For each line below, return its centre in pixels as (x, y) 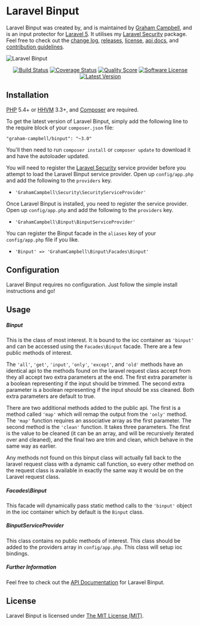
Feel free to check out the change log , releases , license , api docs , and (93, 40)
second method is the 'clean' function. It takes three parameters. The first (98, 427)
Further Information (31, 567)
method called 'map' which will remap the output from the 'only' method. (97, 414)
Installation (27, 95)
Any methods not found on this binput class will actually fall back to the (94, 457)
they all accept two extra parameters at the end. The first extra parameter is (99, 377)
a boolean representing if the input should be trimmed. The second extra (96, 383)
